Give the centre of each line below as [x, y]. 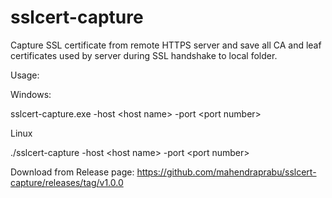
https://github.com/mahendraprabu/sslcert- [226, 172]
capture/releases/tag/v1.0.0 [67, 182]
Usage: [25, 75]
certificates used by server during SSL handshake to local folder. [144, 55]
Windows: [31, 94]
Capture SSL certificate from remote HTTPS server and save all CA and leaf [166, 45]
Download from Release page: [72, 172]
